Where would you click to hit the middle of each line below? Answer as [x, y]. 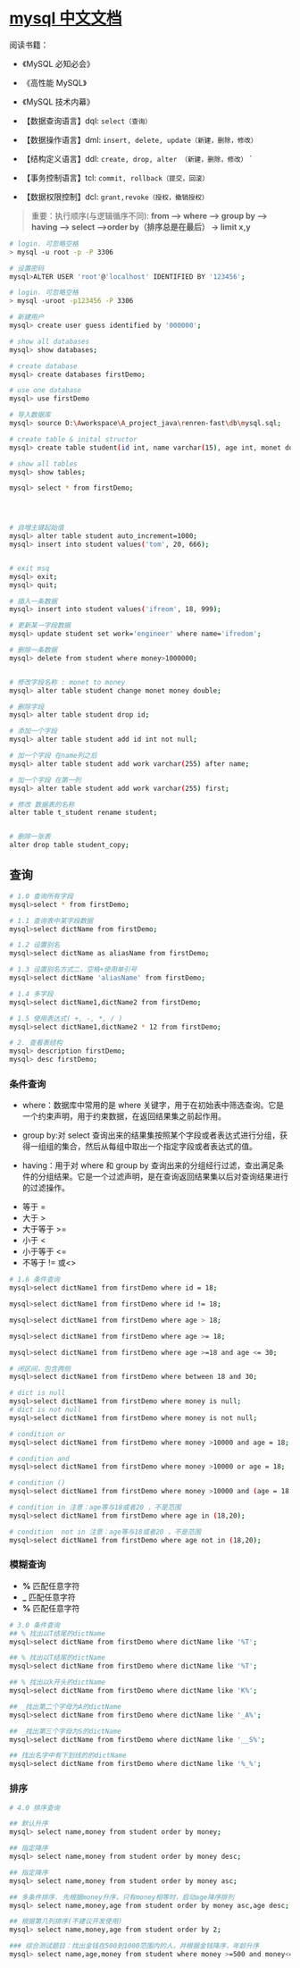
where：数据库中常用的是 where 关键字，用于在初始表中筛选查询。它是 [153, 1106]
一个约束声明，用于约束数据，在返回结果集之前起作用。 [124, 1116]
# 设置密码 [27, 268]
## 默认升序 [29, 1824]
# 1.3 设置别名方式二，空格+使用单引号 [73, 970]
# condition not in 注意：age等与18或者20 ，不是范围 [105, 1532]
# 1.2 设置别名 [35, 945]
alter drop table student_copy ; [69, 845]
